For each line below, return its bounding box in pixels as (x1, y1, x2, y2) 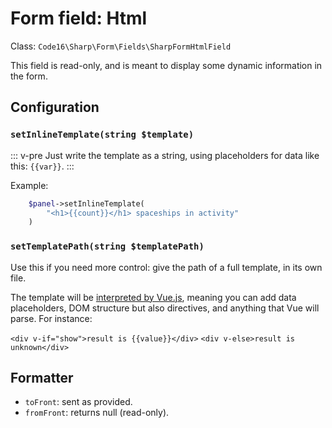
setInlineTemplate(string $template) (10, 129, 195, 141)
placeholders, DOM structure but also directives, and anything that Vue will (10, 302, 320, 314)
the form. (10, 70, 48, 82)
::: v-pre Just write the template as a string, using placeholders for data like (10, 149, 320, 161)
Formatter (10, 369, 74, 386)
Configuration (10, 99, 100, 116)
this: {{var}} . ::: (10, 160, 75, 172)
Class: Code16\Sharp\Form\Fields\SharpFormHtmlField (10, 40, 232, 52)
